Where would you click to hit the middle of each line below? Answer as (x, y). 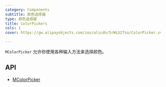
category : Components (27, 10)
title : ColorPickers (26, 23)
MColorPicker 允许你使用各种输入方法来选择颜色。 (56, 52)
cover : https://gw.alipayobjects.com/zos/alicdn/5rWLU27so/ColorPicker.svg (85, 33)
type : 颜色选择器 (21, 19)
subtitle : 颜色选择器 (25, 14)
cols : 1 (13, 28)
